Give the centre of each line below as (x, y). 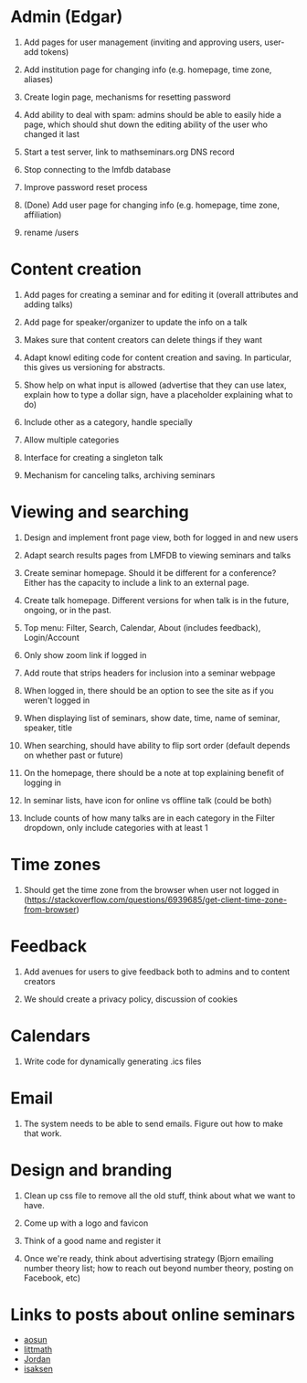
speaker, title (48, 728)
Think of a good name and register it (92, 1240)
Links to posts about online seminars (153, 1314)
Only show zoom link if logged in (85, 654)
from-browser (50, 909)
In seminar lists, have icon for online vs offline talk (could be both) (148, 800)
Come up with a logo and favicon (86, 1223)
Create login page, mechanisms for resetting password (127, 97)
